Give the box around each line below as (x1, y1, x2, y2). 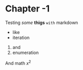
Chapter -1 (5, 3, 50, 14)
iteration (12, 34, 30, 40)
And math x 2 (5, 59, 31, 66)
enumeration (12, 49, 39, 55)
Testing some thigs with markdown (5, 19, 78, 25)
